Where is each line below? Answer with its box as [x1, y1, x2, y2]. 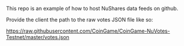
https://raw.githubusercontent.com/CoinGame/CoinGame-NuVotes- [6, 27, 170, 34]
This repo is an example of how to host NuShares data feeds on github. [6, 5, 178, 12]
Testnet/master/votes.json [6, 34, 69, 40]
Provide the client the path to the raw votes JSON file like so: [6, 16, 153, 23]
